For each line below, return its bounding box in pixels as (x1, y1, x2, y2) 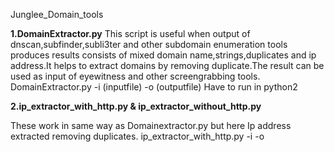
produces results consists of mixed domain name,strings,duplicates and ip (10, 49, 317, 61)
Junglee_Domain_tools (10, 9, 104, 20)
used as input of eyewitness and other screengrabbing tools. (10, 70, 261, 82)
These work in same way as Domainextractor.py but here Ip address (10, 120, 292, 131)
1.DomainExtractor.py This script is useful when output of (10, 28, 251, 39)
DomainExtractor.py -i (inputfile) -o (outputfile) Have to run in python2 (10, 81, 298, 93)
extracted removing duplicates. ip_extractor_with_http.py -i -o (10, 130, 265, 142)
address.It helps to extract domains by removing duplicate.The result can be (10, 60, 325, 71)
